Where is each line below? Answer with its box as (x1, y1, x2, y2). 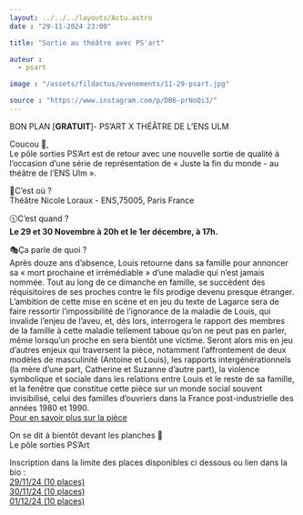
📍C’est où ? (9, 185, 53, 196)
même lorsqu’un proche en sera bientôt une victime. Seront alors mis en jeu (9, 334, 294, 346)
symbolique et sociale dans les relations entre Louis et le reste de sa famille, (9, 373, 295, 384)
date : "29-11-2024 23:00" (9, 22, 112, 31)
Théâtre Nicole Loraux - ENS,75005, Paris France (9, 195, 195, 206)
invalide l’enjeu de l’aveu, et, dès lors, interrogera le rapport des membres (9, 315, 285, 326)
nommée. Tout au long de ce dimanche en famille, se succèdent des (9, 277, 266, 288)
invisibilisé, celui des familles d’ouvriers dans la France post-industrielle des (9, 392, 294, 403)
